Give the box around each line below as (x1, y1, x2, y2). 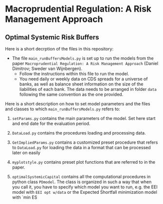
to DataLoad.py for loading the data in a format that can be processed (12, 145, 151, 150)
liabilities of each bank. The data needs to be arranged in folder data (19, 86, 157, 92)
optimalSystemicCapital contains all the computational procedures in (12, 174, 151, 179)
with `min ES (12, 194, 37, 200)
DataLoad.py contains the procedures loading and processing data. (12, 130, 146, 136)
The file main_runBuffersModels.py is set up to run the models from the (12, 55, 154, 61)
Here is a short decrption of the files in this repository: (5, 46, 113, 51)
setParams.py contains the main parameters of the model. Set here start (12, 116, 156, 121)
